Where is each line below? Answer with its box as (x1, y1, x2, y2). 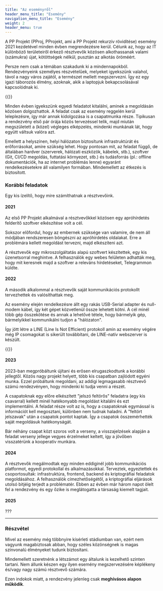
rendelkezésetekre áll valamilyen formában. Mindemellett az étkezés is (5, 164, 147, 171)
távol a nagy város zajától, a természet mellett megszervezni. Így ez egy (5, 74, 149, 80)
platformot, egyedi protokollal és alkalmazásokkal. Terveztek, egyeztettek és (5, 466, 158, 472)
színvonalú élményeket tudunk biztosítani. (5, 547, 89, 553)
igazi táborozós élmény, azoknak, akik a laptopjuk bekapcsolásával (5, 79, 139, 85)
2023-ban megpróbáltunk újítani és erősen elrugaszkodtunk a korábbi (5, 368, 145, 374)
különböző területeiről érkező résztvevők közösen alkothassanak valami (5, 49, 149, 55)
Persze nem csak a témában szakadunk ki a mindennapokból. (5, 64, 129, 70)
